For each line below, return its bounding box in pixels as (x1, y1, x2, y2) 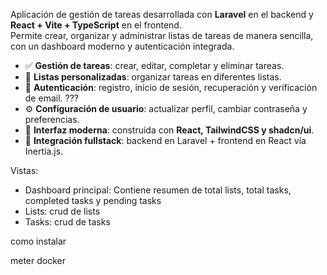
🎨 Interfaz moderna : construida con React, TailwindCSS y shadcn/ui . (24, 124, 315, 136)
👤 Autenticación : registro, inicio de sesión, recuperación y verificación (24, 82, 318, 93)
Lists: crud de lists (24, 205, 101, 217)
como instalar (10, 235, 67, 247)
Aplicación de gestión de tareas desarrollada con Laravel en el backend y (10, 9, 314, 20)
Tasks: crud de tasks (24, 216, 111, 228)
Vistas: (10, 165, 39, 176)
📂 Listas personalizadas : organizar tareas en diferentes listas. (24, 71, 282, 83)
